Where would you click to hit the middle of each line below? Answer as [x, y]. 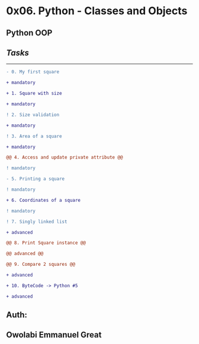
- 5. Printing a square [36, 179]
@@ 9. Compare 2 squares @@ [41, 265]
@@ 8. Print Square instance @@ [46, 243]
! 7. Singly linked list [37, 221]
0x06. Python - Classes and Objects [97, 11]
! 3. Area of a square [34, 136]
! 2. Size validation [33, 115]
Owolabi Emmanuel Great [54, 335]
